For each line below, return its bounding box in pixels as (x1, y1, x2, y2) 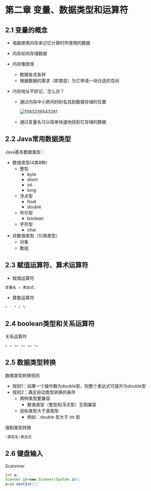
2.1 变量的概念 (5, 26, 48, 34)
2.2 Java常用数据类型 (5, 135, 72, 143)
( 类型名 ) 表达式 (5, 434, 32, 439)
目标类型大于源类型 (19, 408, 59, 414)
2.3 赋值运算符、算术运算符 (5, 261, 89, 269)
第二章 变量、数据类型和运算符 (5, 4, 128, 16)
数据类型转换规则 (5, 372, 40, 378)
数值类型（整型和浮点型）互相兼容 (27, 401, 97, 407)
